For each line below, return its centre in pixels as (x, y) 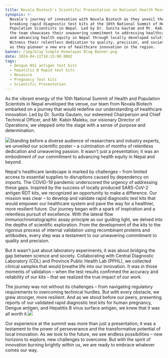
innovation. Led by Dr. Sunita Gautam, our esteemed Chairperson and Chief (83, 114)
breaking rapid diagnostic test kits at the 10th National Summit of (83, 24)
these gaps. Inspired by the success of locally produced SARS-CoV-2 (77, 187)
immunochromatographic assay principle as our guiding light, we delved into (84, 219)
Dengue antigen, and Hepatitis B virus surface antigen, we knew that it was (82, 307)
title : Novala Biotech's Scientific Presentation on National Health (79, 10)
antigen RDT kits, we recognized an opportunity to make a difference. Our (81, 192)
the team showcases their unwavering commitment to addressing (77, 33)
